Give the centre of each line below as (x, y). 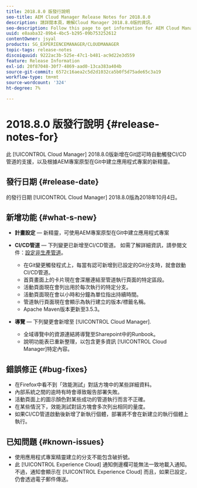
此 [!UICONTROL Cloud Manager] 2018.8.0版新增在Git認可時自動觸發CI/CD (96, 154)
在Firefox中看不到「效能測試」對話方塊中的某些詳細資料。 (85, 385)
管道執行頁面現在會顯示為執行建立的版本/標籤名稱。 (86, 302)
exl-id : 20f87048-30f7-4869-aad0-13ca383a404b (64, 66)
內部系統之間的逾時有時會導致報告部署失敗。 (69, 392)
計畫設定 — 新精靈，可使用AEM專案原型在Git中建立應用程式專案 (92, 233)
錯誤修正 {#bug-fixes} (47, 369)
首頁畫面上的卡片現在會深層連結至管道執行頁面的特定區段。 (95, 280)
